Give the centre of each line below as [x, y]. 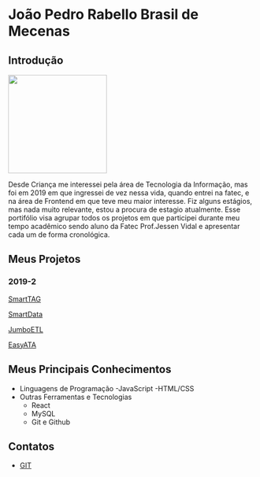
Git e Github [51, 422]
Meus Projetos [45, 259]
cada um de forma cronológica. [59, 235]
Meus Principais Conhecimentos [90, 370]
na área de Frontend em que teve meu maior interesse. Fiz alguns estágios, [130, 201]
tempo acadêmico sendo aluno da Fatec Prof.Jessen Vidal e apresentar [124, 226]
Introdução [36, 60]
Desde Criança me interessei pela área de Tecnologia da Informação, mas [128, 184]
